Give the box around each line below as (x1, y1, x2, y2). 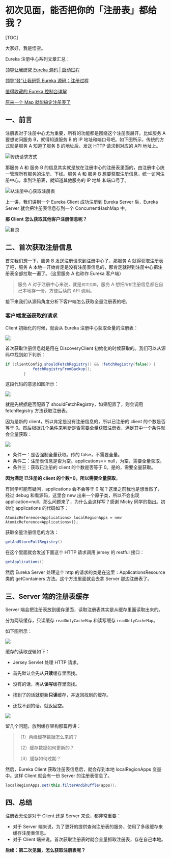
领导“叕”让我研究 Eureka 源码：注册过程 (5, 77, 89, 84)
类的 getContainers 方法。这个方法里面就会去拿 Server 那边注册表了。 (5, 576, 152, 582)
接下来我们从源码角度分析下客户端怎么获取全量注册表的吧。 (5, 298, 130, 305)
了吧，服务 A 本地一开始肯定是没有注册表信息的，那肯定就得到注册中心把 (5, 264, 158, 270)
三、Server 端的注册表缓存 (5, 592, 89, 601)
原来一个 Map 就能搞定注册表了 (5, 99, 71, 105)
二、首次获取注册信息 (5, 243, 72, 252)
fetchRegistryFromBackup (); (32, 366, 93, 372)
